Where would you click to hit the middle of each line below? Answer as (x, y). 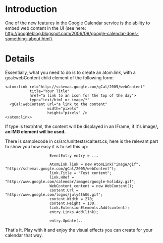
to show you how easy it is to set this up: (47, 146)
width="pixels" (63, 108)
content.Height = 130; (73, 203)
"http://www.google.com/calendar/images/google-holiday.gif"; (71, 182)
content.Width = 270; (72, 199)
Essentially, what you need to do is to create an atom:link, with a (71, 72)
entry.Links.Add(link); (74, 212)
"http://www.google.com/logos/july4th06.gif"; (54, 194)
